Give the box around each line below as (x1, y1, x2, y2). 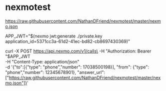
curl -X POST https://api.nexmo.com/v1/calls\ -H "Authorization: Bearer (5, 48, 151, 54)
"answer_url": (77, 69, 105, 75)
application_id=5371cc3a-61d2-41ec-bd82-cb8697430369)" (5, 38, 130, 44)
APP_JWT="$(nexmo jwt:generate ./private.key (5, 33, 102, 39)
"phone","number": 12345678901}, (5, 69, 76, 75)
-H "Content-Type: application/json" (5, 58, 79, 64)
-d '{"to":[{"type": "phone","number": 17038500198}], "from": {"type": (5, 64, 149, 70)
